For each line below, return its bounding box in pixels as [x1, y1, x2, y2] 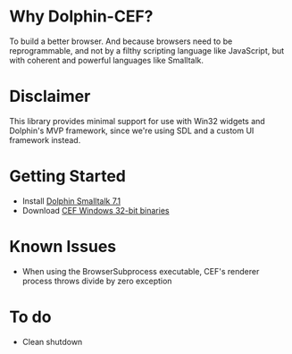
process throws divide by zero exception [21, 275, 172, 286]
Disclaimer [9, 87, 91, 106]
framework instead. [9, 134, 81, 145]
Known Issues [9, 237, 117, 257]
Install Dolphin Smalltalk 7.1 [21, 195, 121, 206]
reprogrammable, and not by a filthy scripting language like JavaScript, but [9, 45, 285, 55]
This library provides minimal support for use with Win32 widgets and [9, 115, 265, 126]
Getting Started [9, 166, 127, 187]
